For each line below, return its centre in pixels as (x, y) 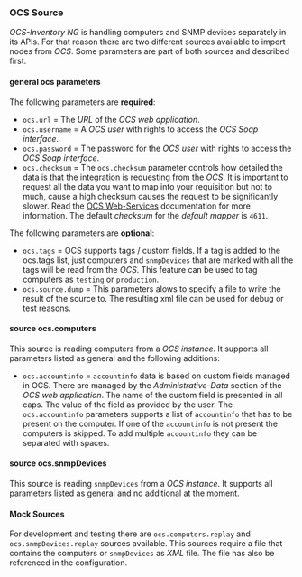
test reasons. (46, 308)
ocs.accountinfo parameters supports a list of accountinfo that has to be (157, 414)
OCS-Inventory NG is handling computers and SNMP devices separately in (148, 33)
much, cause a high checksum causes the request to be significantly (150, 196)
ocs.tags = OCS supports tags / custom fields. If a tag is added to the (151, 250)
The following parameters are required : (82, 102)
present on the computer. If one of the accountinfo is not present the (150, 423)
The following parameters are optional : (82, 233)
